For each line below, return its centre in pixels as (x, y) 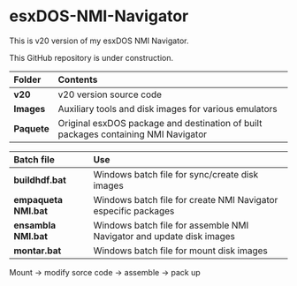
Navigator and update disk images (164, 236)
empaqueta (38, 199)
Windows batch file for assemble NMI (171, 225)
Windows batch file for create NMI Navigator (186, 199)
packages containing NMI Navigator (133, 134)
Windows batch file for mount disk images (180, 251)
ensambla (35, 225)
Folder (27, 79)
